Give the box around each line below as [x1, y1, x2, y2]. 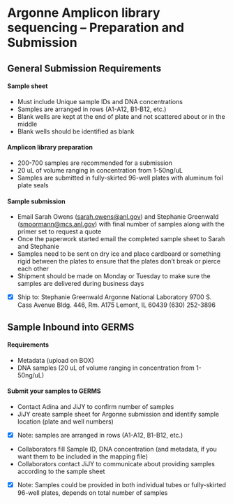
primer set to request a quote [17, 227, 102, 236]
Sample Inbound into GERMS [7, 321, 135, 333]
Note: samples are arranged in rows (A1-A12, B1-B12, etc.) [17, 431, 183, 440]
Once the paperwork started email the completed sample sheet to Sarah [17, 235, 225, 243]
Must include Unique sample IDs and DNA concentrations [17, 97, 183, 106]
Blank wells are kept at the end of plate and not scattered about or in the [17, 112, 225, 120]
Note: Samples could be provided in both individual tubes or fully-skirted [17, 481, 227, 489]
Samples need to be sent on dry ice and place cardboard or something [17, 250, 221, 258]
